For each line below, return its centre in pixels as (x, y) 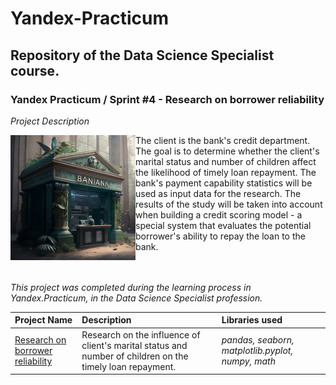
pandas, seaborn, (258, 340)
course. (35, 70)
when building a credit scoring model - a (219, 214)
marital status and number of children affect (226, 161)
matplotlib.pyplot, (257, 351)
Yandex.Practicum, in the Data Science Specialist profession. (136, 298)
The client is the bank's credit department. (223, 140)
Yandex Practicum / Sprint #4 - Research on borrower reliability (167, 99)
